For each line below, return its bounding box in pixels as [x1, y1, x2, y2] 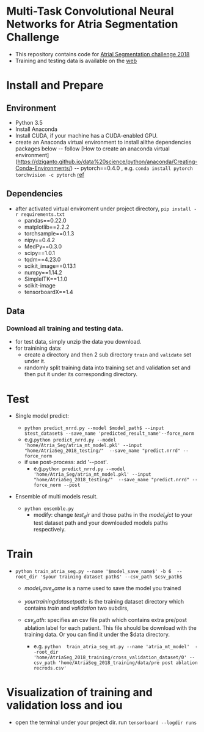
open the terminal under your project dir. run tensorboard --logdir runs [15, 719, 197, 726]
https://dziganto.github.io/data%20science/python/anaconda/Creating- [17, 158, 198, 165]
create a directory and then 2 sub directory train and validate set [24, 351, 191, 358]
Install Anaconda [15, 125, 58, 133]
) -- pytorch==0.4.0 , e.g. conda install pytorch [70, 164, 194, 172]
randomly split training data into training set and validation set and [24, 364, 191, 371]
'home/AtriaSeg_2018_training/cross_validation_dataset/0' [33, 654, 188, 660]
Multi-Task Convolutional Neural [6, 4, 174, 18]
